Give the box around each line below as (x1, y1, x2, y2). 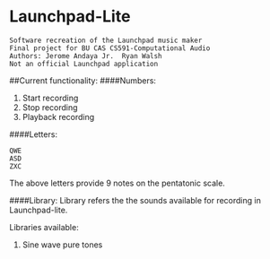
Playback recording (22, 111, 95, 122)
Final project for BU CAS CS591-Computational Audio (9, 43, 211, 53)
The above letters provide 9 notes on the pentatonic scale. (9, 177, 226, 188)
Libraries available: (9, 221, 79, 232)
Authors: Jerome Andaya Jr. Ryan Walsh (9, 51, 163, 60)
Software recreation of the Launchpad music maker (9, 36, 203, 45)
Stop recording (22, 101, 78, 113)
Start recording (22, 92, 79, 103)
